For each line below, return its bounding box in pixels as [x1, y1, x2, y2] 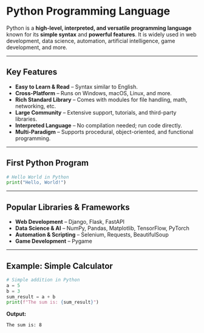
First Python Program [6, 158, 89, 168]
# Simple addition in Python [6, 277, 80, 283]
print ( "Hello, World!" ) [6, 180, 67, 186]
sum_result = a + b [6, 294, 56, 300]
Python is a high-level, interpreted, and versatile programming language [6, 24, 192, 32]
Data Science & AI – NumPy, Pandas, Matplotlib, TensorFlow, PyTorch [15, 224, 190, 232]
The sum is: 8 [6, 322, 42, 328]
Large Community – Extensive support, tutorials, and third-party [15, 109, 177, 116]
